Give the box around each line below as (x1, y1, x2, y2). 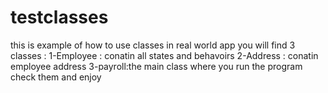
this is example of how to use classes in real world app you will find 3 (10, 39, 296, 51)
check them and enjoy (10, 71, 102, 83)
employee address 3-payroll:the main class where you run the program (10, 60, 303, 72)
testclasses (10, 6, 109, 29)
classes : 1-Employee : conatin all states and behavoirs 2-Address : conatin (10, 49, 319, 61)
